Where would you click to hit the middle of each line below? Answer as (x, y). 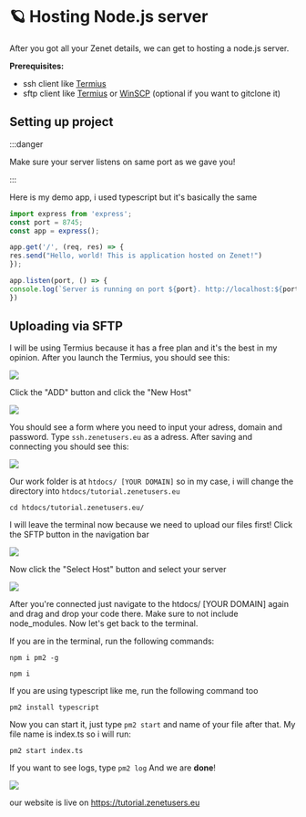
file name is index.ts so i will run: (71, 734)
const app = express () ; (55, 231)
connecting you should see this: (69, 446)
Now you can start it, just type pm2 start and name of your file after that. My (153, 725)
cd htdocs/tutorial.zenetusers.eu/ (77, 508)
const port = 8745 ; (46, 222)
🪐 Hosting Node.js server (109, 17)
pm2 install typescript (55, 707)
